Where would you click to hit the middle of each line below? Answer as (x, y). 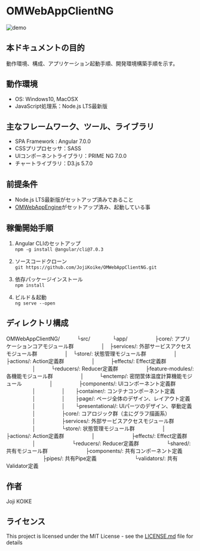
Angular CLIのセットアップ (47, 243)
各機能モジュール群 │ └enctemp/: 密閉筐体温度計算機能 (94, 376)
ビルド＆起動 (30, 297)
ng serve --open (35, 303)
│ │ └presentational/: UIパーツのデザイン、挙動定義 (112, 406)
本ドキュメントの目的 (45, 48)
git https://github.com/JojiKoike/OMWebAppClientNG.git (86, 267)
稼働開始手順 (30, 228)
